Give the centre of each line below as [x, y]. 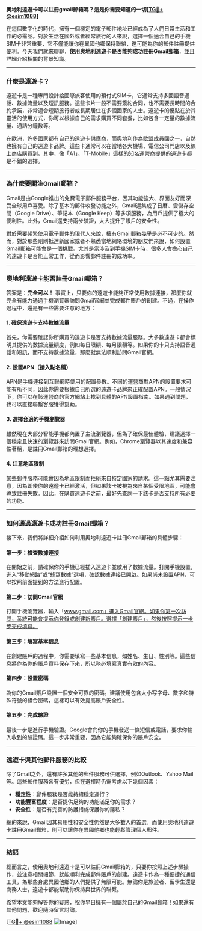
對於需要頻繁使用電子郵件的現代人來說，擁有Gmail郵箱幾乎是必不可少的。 [98, 233]
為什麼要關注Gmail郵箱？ [43, 184]
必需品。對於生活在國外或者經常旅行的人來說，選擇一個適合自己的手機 [103, 36]
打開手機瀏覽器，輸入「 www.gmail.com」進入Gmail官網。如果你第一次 [94, 611]
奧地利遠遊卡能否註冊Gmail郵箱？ [55, 278]
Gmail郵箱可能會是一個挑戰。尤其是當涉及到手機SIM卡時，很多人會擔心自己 [100, 248]
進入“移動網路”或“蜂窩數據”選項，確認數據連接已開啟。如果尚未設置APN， [98, 574]
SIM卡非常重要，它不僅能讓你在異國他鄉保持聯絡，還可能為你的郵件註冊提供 [101, 44]
